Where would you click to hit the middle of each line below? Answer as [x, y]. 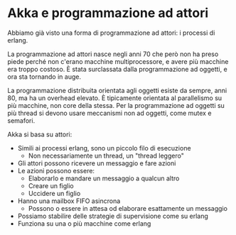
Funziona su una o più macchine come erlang [84, 223]
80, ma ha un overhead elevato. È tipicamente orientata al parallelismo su [115, 98]
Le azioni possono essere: [56, 170]
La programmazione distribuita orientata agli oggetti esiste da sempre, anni [117, 90]
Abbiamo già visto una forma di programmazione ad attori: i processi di [111, 33]
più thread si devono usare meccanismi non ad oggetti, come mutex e [109, 113]
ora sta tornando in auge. [44, 77]
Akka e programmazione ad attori [108, 13]
